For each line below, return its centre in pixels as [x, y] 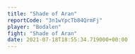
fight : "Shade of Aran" [42, 33]
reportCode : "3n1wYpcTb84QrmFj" [55, 20]
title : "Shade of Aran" [42, 14]
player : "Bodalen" [34, 27]
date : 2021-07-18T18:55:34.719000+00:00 [68, 40]
